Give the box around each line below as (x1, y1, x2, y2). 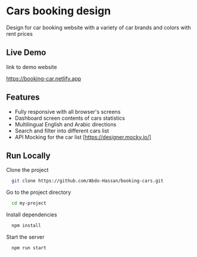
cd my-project (11, 200, 46, 206)
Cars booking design (6, 4, 111, 18)
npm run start (11, 245, 46, 251)
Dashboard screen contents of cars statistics (14, 114, 125, 122)
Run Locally (6, 150, 51, 160)
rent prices (6, 30, 33, 37)
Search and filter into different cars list (14, 127, 110, 134)
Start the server (6, 234, 45, 240)
